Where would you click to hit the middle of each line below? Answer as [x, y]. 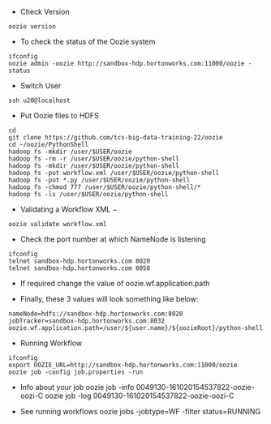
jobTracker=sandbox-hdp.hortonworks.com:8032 [86, 321]
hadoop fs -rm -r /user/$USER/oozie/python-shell [94, 159]
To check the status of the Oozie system [88, 41]
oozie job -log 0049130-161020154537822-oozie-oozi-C [140, 396]
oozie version [32, 27]
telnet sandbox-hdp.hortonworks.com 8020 [80, 261]
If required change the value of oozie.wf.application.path [115, 283]
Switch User [41, 86]
